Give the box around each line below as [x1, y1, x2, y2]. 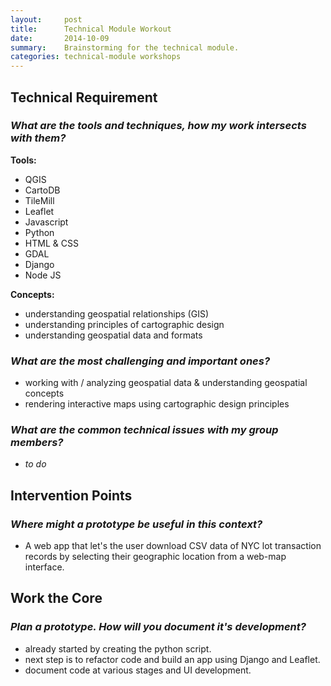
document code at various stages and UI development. [24, 664, 252, 676]
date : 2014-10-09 [10, 33, 110, 43]
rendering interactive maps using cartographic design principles [24, 398, 290, 410]
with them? [10, 131, 67, 145]
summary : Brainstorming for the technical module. [10, 42, 240, 53]
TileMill [24, 194, 55, 206]
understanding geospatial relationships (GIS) [24, 307, 209, 320]
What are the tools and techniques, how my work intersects [10, 119, 307, 133]
